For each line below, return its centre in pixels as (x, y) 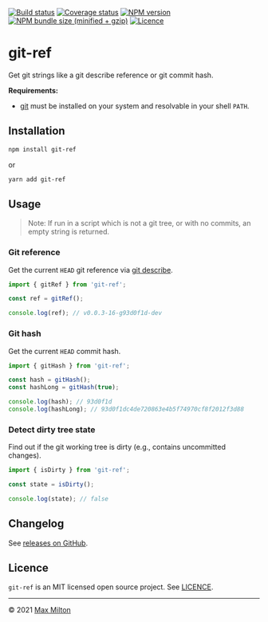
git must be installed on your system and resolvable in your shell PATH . (134, 106)
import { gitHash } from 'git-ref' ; (69, 366)
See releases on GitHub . (48, 543)
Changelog (36, 524)
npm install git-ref (43, 149)
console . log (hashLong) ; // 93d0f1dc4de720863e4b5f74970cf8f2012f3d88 (126, 409)
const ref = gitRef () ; (46, 299)
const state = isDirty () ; (51, 485)
